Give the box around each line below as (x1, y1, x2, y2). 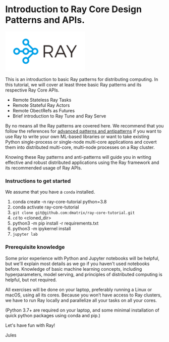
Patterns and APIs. (5, 14, 85, 26)
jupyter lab (12, 232, 38, 237)
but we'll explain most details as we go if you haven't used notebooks (5, 261, 150, 267)
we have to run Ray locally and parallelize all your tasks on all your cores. (5, 297, 157, 303)
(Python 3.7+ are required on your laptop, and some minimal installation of (5, 307, 160, 313)
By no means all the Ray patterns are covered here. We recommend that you (5, 122, 164, 129)
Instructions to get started (5, 177, 71, 184)
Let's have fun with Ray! (5, 322, 55, 328)
